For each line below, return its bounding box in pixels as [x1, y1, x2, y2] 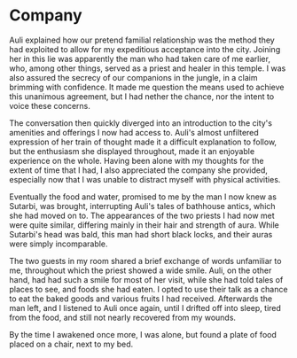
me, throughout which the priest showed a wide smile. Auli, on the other [9, 265, 272, 276]
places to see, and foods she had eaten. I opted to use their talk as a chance [9, 284, 288, 294]
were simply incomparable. [9, 238, 108, 249]
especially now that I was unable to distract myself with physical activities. [9, 174, 281, 184]
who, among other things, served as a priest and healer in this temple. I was [9, 63, 286, 74]
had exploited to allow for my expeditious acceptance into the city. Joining [9, 43, 281, 54]
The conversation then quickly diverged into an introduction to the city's [9, 117, 273, 128]
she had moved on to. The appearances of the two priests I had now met [9, 210, 275, 221]
